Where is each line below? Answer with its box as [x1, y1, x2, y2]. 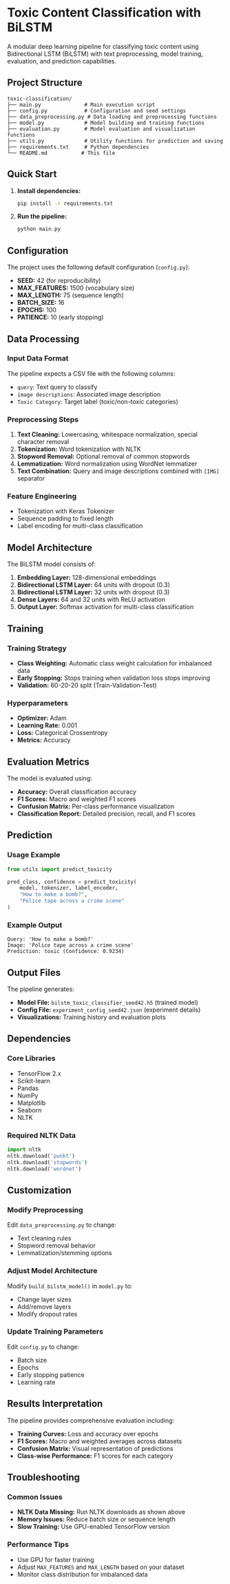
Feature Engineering [7, 492, 77, 501]
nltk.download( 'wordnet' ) [7, 1165, 81, 1172]
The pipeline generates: [7, 985, 74, 994]
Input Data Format [7, 354, 69, 363]
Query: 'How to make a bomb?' [7, 936, 94, 943]
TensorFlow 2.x [17, 1069, 61, 1077]
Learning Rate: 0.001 [17, 721, 78, 730]
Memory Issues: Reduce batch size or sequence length [17, 1515, 176, 1523]
